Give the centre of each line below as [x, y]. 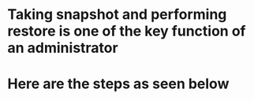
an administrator [63, 48]
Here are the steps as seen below [118, 84]
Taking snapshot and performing [117, 15]
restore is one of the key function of [127, 31]
